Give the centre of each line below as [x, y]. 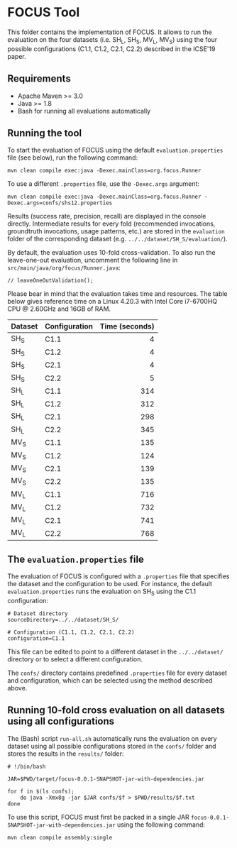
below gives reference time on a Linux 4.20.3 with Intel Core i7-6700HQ [112, 302]
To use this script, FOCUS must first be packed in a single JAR [98, 817]
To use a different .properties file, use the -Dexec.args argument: [104, 184]
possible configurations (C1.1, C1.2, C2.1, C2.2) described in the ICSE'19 [111, 49]
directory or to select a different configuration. [75, 659]
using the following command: [161, 825]
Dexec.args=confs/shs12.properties [60, 203]
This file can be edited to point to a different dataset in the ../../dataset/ [115, 651]
